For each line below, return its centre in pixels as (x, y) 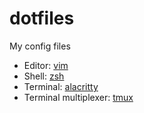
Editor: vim (46, 65)
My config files (40, 46)
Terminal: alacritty (61, 86)
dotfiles (42, 18)
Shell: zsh (44, 76)
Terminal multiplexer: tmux (78, 97)
